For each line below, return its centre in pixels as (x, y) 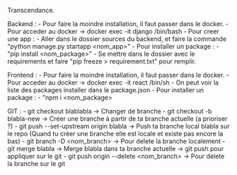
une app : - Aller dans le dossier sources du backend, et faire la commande (117, 39)
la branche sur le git (36, 164)
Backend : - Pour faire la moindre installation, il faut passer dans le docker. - (118, 24)
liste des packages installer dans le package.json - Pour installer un (105, 90)
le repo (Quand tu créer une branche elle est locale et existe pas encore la (115, 134)
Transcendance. (31, 10)
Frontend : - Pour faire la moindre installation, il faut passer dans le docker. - (118, 75)
